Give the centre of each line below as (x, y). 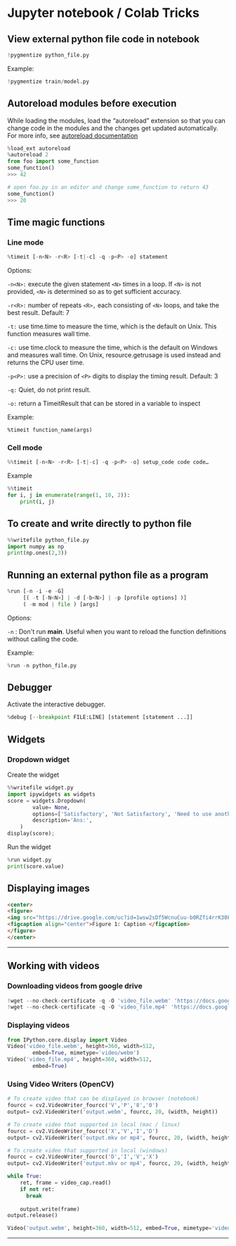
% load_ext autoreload (39, 148)
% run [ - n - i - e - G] (36, 591)
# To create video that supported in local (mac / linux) (94, 1124)
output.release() (33, 1216)
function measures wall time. (49, 334)
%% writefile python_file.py (48, 540)
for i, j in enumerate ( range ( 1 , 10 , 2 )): (69, 495)
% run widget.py (29, 860)
